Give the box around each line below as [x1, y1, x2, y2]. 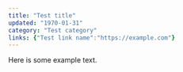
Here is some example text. [8, 55, 97, 65]
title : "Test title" [8, 11, 77, 20]
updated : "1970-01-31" [8, 19, 83, 27]
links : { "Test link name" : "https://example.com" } [8, 33, 176, 42]
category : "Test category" [8, 26, 97, 34]
